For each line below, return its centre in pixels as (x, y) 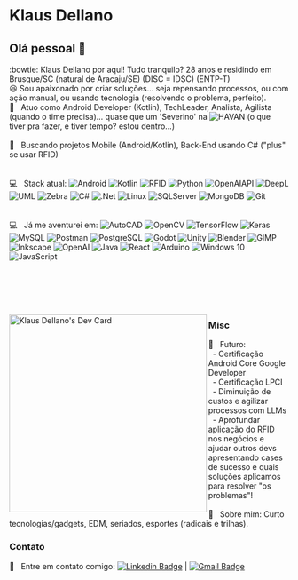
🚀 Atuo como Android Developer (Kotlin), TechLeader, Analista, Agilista (141, 107)
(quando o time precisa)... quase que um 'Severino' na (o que (140, 117)
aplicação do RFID (241, 429)
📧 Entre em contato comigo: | (98, 566)
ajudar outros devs (242, 449)
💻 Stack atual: (38, 183)
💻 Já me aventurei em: (54, 225)
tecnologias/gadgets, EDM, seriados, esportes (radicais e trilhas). (129, 524)
